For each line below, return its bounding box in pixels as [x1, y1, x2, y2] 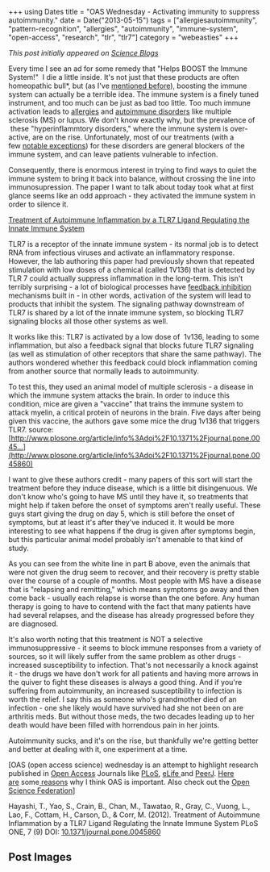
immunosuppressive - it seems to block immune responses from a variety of [8, 643, 262, 653]
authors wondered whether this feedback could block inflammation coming [8, 358, 258, 367]
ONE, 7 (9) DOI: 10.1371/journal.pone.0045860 [8, 827, 161, 837]
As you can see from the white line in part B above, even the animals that [8, 559, 251, 568]
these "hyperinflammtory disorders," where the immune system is [10, 124, 229, 133]
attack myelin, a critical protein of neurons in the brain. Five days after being [8, 407, 261, 417]
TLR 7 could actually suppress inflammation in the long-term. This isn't [8, 273, 243, 283]
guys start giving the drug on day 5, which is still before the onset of [8, 509, 235, 519]
